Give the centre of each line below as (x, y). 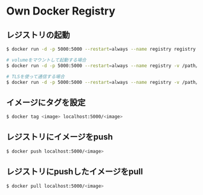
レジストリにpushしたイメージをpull (75, 172)
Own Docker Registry (61, 11)
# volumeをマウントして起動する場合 (46, 60)
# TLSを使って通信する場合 (36, 77)
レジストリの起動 (38, 35)
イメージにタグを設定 (46, 102)
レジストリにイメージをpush (60, 137)
